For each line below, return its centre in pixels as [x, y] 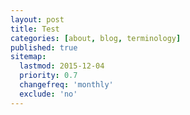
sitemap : [28, 57]
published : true [44, 47]
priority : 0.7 [48, 76]
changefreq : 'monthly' [66, 85]
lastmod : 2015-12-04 [62, 66]
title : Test [35, 29]
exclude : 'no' [48, 94]
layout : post [37, 19]
